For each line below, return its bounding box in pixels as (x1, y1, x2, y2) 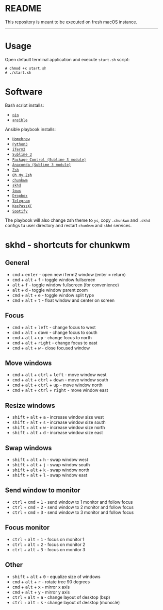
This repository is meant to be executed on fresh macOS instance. (5, 19, 137, 25)
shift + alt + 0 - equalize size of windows (12, 574, 101, 579)
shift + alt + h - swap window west (12, 457, 89, 462)
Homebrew (12, 136, 30, 141)
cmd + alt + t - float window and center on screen (12, 297, 115, 303)
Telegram (12, 198, 30, 203)
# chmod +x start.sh (5, 66, 47, 71)
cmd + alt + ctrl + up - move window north (12, 382, 103, 388)
